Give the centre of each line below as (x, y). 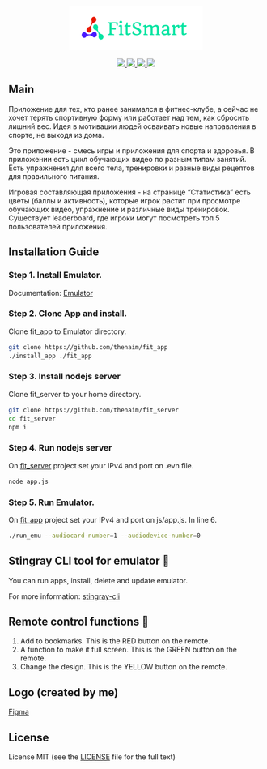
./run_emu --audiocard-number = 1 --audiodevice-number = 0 (104, 536)
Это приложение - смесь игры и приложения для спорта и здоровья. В (131, 150)
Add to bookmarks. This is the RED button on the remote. (115, 641)
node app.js (28, 481)
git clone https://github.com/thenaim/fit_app (88, 347)
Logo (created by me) (64, 692)
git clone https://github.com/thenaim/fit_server (94, 410)
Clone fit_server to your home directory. (75, 394)
